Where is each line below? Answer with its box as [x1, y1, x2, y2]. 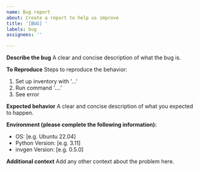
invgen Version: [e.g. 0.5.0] [15, 146, 84, 153]
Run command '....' [15, 84, 62, 92]
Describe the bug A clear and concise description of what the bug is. [6, 54, 181, 61]
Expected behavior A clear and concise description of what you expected [6, 102, 193, 110]
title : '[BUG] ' [6, 20, 48, 26]
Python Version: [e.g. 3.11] [15, 139, 81, 147]
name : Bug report [6, 9, 51, 15]
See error [15, 91, 40, 98]
